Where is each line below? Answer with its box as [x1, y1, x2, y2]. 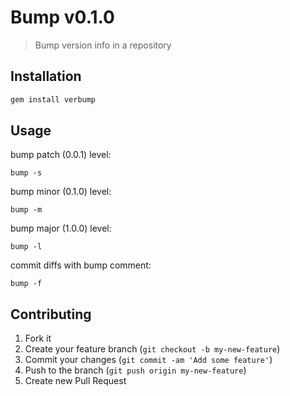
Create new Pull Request [24, 375, 127, 387]
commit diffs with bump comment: [10, 259, 152, 271]
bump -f [10, 279, 43, 289]
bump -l [10, 242, 43, 252]
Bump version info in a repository [34, 39, 172, 51]
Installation [10, 68, 82, 85]
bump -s [10, 168, 43, 178]
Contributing [10, 306, 92, 323]
